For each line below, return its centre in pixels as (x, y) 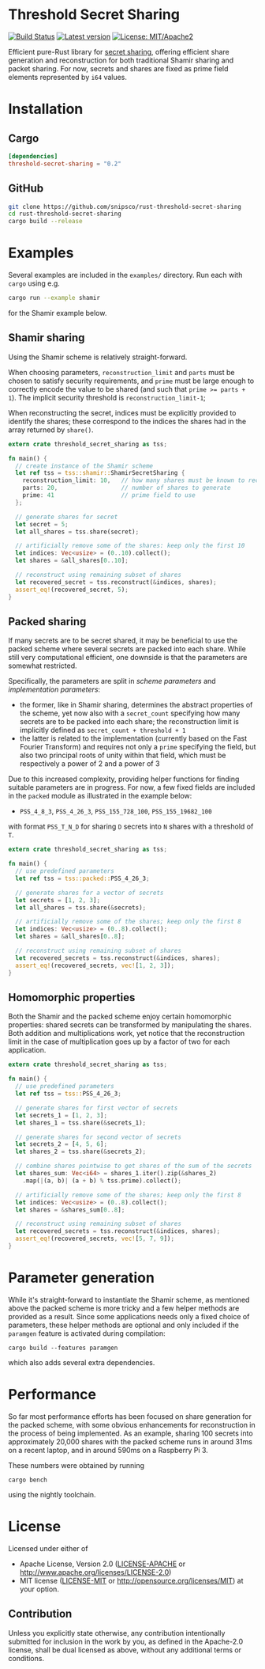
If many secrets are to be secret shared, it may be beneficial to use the (123, 641)
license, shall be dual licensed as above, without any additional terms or (125, 1650)
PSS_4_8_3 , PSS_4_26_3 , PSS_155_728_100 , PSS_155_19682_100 (116, 811)
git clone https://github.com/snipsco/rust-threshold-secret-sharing (125, 207)
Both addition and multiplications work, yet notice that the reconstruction (127, 1034)
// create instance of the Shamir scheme (84, 466)
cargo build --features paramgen (63, 1348)
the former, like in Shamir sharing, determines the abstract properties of (136, 705)
